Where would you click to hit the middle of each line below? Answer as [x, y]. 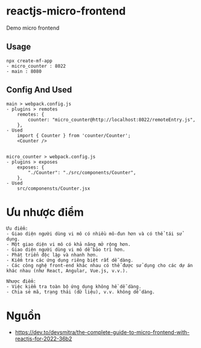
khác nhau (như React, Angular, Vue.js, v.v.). [67, 271]
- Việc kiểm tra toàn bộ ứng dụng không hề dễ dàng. [74, 286]
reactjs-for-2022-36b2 [43, 339]
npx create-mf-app [29, 61]
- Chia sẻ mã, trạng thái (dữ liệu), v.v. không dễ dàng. [81, 292]
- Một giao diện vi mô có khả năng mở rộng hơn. [69, 244]
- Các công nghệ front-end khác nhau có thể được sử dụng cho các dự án [100, 265]
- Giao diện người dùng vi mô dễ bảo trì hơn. [66, 250]
